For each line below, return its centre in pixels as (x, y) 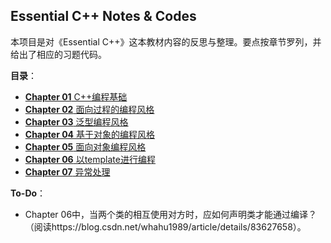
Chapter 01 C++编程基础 (76, 96)
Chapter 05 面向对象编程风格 (85, 146)
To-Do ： (28, 193)
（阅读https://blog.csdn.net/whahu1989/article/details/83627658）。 (165, 226)
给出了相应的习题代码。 (58, 54)
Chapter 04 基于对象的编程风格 (90, 134)
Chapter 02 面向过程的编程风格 (89, 109)
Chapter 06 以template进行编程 (90, 159)
